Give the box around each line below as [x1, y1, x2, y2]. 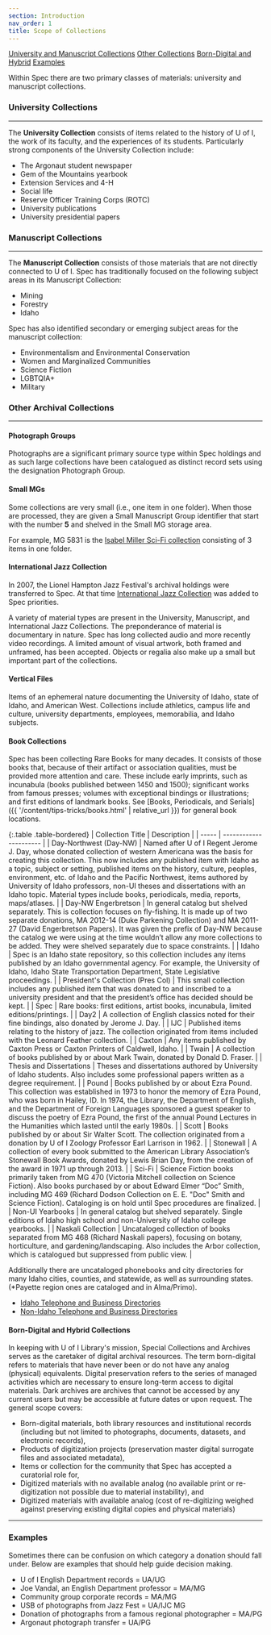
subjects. [8, 718, 39, 728]
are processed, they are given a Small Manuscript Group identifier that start [8, 511, 260, 520]
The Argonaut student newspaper [19, 161, 133, 170]
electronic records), [19, 1436, 86, 1445]
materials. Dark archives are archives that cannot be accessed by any [8, 1386, 240, 1395]
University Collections [8, 102, 98, 113]
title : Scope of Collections [8, 27, 106, 35]
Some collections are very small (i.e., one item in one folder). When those [8, 502, 252, 512]
